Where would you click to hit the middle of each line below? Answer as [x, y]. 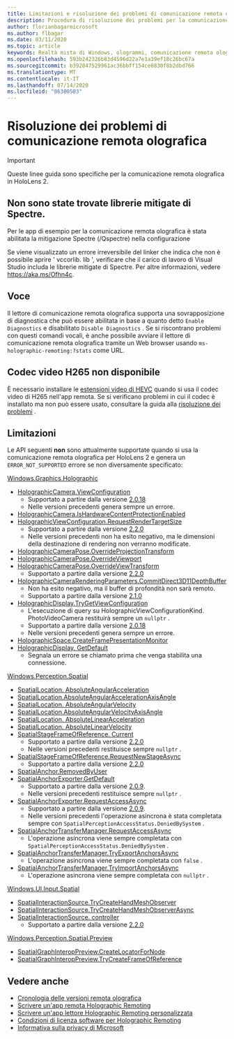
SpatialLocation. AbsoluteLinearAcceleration [81, 720]
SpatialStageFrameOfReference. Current [75, 734]
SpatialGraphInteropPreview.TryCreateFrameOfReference [100, 959]
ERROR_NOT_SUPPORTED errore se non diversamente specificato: [95, 465]
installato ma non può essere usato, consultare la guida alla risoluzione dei [114, 404]
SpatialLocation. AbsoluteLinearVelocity [75, 727]
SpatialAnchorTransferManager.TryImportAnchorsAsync [98, 868]
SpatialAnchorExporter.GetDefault [66, 779]
